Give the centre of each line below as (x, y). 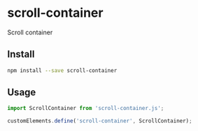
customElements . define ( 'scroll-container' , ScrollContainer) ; (100, 121)
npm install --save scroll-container (62, 70)
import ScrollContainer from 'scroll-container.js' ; (86, 109)
